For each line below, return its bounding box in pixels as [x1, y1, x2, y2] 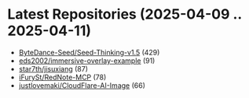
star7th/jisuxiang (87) [18, 64, 88, 73]
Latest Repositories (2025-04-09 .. [7, 5, 243, 23]
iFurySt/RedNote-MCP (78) [18, 72, 107, 82]
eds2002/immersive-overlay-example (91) [18, 56, 156, 65]
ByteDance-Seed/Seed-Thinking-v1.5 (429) [18, 47, 160, 57]
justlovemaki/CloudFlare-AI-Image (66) [18, 80, 146, 90]
